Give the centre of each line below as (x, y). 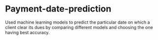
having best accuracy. (27, 32)
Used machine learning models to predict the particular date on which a (78, 22)
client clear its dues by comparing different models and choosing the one (79, 27)
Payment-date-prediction (58, 9)
